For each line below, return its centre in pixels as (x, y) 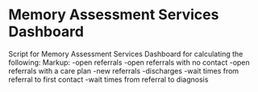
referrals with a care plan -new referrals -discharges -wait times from (124, 70)
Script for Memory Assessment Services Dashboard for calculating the (126, 54)
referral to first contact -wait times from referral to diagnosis (108, 79)
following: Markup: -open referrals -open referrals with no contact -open (129, 62)
